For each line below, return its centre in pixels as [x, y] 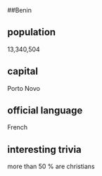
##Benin [19, 10]
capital [23, 71]
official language [45, 111]
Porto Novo [24, 88]
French [18, 127]
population [32, 32]
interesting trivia [45, 150]
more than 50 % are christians [51, 166]
